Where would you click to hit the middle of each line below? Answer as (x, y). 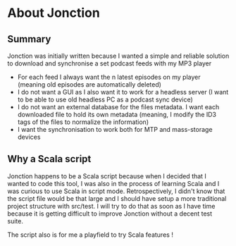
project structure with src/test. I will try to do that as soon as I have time (111, 206)
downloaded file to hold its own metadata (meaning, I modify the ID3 (117, 115)
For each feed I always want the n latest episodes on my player (109, 77)
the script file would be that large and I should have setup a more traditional (117, 198)
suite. (15, 221)
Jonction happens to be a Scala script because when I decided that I (107, 176)
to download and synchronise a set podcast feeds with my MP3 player (110, 63)
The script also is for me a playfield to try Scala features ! (91, 235)
